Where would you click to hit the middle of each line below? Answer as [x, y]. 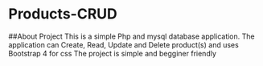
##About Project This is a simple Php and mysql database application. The [131, 36]
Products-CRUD [63, 14]
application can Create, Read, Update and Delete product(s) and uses [123, 44]
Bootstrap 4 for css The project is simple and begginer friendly [113, 53]
